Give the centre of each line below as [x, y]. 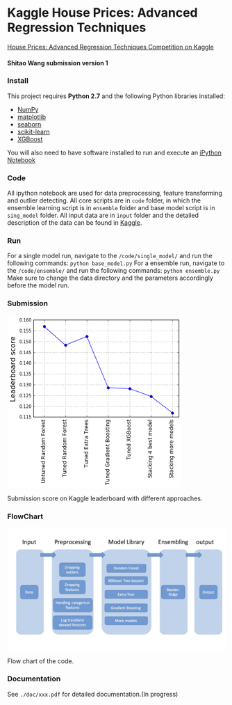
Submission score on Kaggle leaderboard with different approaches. [105, 498]
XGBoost [30, 139]
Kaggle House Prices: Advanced [102, 13]
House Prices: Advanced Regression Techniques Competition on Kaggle [110, 47]
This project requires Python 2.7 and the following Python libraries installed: [116, 96]
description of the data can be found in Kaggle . [75, 223]
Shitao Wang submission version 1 [58, 63]
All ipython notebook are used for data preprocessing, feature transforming [115, 193]
